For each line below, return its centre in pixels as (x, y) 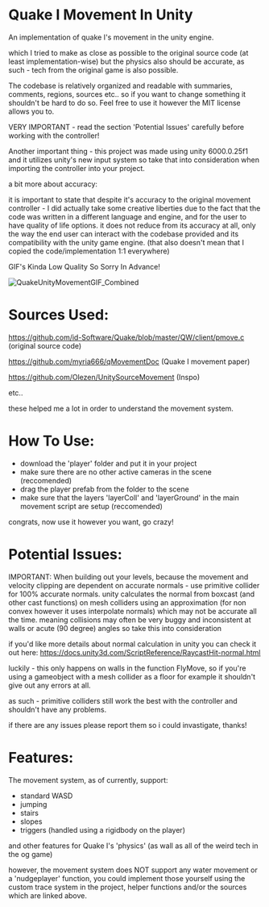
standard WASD (46, 796)
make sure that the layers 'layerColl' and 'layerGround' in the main (129, 497)
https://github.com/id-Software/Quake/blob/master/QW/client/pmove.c (126, 337)
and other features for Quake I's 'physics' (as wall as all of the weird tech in (133, 846)
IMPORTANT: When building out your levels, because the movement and (128, 577)
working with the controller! (54, 136)
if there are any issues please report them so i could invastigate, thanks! (128, 725)
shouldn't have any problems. (58, 709)
